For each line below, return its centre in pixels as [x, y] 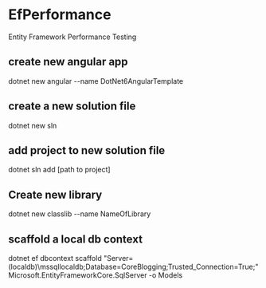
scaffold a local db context [76, 239]
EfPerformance [60, 15]
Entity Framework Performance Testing [72, 37]
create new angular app [68, 62]
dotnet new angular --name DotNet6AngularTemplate [96, 81]
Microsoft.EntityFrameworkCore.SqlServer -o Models [96, 275]
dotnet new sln [33, 125]
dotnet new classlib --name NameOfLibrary [80, 214]
